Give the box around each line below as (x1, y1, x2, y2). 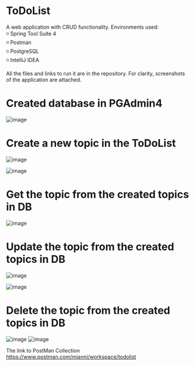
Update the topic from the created (6, 240, 175, 253)
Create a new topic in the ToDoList (6, 136, 176, 150)
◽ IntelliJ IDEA (6, 56, 39, 63)
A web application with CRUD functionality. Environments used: (6, 23, 159, 30)
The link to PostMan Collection (6, 347, 80, 354)
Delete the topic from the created (6, 303, 171, 317)
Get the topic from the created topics (6, 188, 189, 201)
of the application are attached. (6, 76, 82, 83)
